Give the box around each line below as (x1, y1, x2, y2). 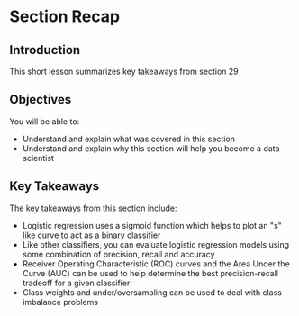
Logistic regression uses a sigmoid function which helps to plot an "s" (22, 220, 282, 230)
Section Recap (9, 6, 120, 27)
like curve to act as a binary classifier (22, 230, 161, 240)
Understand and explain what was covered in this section (22, 133, 236, 144)
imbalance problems (22, 296, 99, 307)
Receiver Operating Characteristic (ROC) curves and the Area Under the (22, 258, 290, 269)
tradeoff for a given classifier (22, 277, 131, 288)
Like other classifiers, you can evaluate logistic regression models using (22, 239, 290, 249)
